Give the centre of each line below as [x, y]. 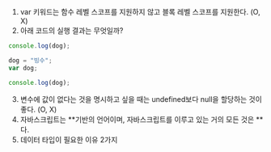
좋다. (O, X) [38, 109]
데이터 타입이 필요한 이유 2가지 [69, 139]
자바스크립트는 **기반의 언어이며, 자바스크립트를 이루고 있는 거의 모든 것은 [137, 119]
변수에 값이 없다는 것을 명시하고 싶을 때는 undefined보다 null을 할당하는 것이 [141, 99]
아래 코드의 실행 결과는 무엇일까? [72, 30]
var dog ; [23, 68]
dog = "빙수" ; [30, 60]
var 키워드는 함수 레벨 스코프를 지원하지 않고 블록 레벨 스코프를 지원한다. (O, [140, 12]
